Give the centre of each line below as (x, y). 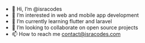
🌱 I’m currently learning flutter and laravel (62, 21)
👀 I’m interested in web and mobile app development (75, 15)
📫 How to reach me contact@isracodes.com (66, 34)
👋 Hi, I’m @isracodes (37, 9)
